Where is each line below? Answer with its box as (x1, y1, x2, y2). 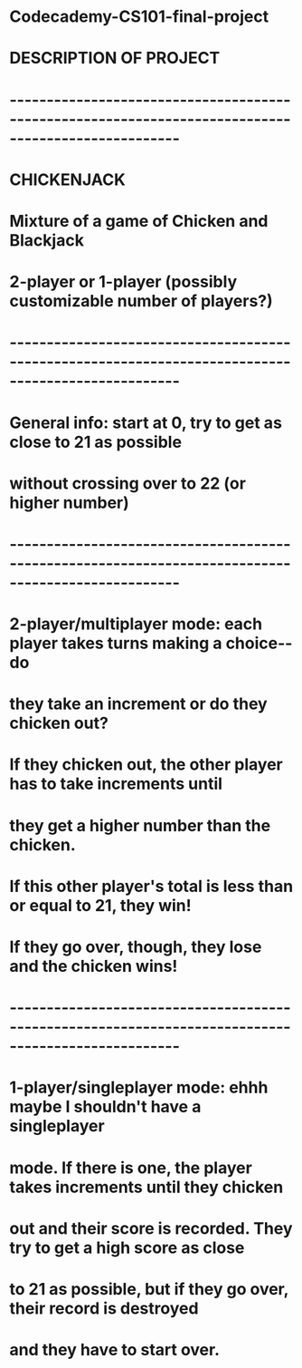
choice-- (225, 633, 293, 654)
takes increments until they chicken (9, 1177, 284, 1198)
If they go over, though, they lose (9, 936, 262, 957)
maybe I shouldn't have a (9, 1097, 202, 1117)
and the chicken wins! (9, 956, 178, 976)
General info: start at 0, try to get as (9, 412, 283, 432)
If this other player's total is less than (9, 876, 294, 897)
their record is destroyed (9, 1298, 199, 1318)
